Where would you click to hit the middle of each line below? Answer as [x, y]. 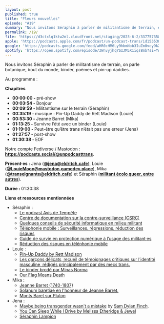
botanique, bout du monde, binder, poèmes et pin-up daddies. [68, 69]
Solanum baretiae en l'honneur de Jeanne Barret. [69, 290]
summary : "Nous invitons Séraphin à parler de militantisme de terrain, [81, 28]
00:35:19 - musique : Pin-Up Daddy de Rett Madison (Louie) [73, 113]
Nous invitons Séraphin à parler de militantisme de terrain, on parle [72, 64]
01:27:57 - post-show [34, 134]
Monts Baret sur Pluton [42, 295]
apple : [12, 41]
